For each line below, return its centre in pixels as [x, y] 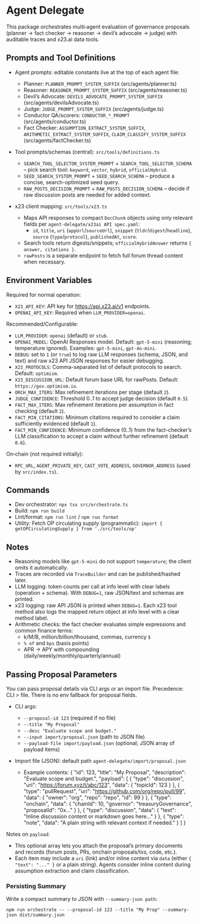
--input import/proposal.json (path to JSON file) [84, 737]
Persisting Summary [36, 886]
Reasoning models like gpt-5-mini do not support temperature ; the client [103, 562]
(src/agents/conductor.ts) [55, 121]
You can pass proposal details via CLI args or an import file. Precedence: [95, 689]
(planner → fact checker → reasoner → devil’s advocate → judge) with [92, 33]
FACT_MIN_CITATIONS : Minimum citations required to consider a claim [97, 417]
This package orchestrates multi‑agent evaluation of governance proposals [98, 27]
